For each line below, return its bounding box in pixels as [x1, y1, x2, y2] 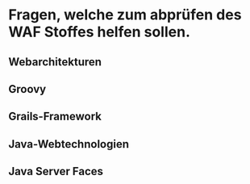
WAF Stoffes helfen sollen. [8, 23, 191, 41]
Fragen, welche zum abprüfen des [8, 6, 242, 24]
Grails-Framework [8, 110, 102, 123]
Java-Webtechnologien [8, 137, 129, 151]
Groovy [8, 82, 47, 96]
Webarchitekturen [8, 55, 102, 69]
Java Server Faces [8, 165, 103, 178]
